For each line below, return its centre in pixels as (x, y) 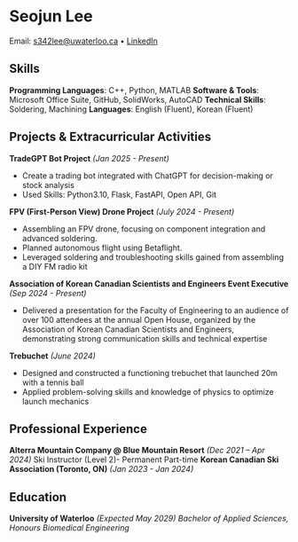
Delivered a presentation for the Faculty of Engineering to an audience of (155, 310)
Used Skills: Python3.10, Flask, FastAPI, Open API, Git (119, 194)
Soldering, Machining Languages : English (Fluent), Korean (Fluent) (131, 109)
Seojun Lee (51, 16)
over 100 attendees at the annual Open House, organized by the (139, 319)
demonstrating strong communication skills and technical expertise (145, 338)
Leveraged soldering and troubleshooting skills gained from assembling (153, 257)
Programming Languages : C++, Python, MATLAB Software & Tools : (134, 90)
